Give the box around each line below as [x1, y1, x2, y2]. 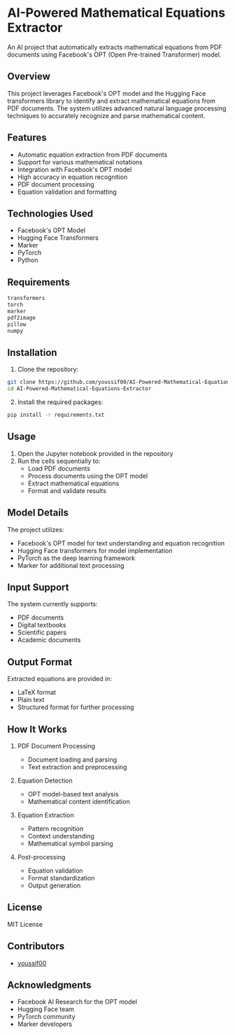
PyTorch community [17, 1013, 76, 1021]
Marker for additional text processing [17, 561, 124, 569]
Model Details [7, 507, 69, 519]
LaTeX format [17, 688, 57, 697]
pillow [7, 320, 27, 328]
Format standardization [27, 873, 95, 882]
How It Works [7, 723, 68, 735]
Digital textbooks [17, 621, 66, 629]
